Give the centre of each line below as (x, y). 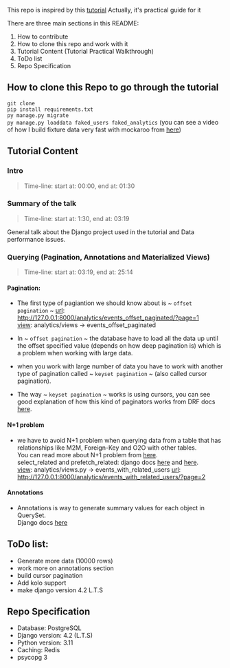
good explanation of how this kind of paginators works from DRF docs (116, 401)
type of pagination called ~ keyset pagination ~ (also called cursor (112, 374)
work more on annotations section (66, 568)
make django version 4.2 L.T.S (60, 590)
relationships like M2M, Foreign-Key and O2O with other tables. (107, 448)
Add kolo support (42, 583)
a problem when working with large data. (75, 353)
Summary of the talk (42, 204)
